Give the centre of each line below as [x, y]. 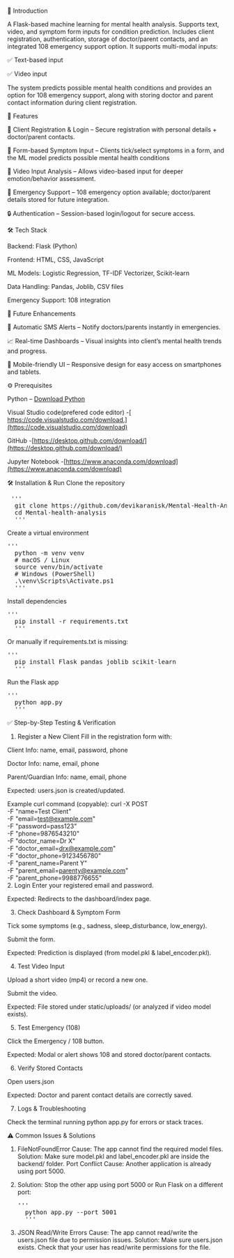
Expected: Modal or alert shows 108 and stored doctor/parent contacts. [110, 1054]
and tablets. [24, 372]
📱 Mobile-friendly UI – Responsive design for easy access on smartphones [114, 364]
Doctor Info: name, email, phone [53, 763]
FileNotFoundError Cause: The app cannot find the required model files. [120, 1149]
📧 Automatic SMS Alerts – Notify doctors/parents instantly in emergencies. [114, 327]
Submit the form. [31, 939]
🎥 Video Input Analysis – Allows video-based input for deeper [95, 171]
